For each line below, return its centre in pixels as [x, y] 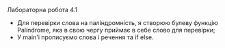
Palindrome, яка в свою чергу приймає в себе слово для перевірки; [116, 30]
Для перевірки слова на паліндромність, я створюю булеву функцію [118, 23]
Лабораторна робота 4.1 [42, 10]
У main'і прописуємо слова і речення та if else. [85, 37]
